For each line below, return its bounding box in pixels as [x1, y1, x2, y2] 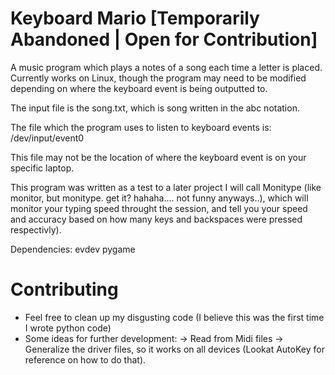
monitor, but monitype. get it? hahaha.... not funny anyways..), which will [10, 192, 309, 204]
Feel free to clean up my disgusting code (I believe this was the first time [24, 311, 325, 323]
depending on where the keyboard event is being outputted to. [10, 82, 268, 94]
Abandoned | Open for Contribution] [10, 28, 318, 51]
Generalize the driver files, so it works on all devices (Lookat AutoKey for [24, 343, 325, 355]
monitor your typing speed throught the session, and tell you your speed [10, 202, 308, 214]
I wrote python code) [24, 322, 112, 334]
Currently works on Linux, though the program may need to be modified [10, 72, 307, 84]
